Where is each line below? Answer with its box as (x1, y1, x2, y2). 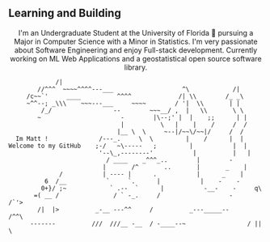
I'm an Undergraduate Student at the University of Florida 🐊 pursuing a (18, 28, 254, 37)
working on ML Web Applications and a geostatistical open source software (10, 53, 262, 63)
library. (124, 62, 148, 72)
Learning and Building (8, 6, 121, 20)
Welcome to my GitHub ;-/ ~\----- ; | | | (8, 142, 248, 150)
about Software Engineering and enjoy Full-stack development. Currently (14, 45, 258, 55)
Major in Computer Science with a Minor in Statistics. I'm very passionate (14, 36, 258, 46)
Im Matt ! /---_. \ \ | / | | (15, 134, 244, 142)
